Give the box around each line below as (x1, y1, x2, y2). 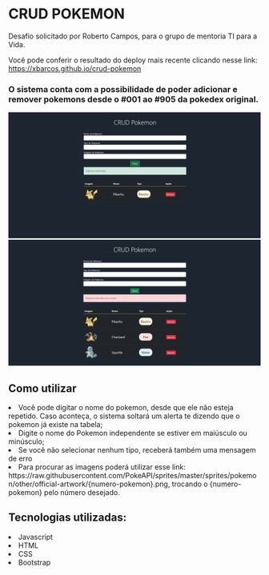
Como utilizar (8, 381, 78, 395)
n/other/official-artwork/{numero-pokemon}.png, (8, 479, 171, 489)
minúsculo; (8, 437, 45, 446)
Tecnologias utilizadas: (8, 511, 126, 525)
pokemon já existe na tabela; (8, 420, 103, 429)
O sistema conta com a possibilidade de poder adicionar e (8, 83, 238, 94)
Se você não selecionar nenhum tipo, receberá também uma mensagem (18, 445, 256, 455)
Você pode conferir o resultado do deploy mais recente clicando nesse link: (8, 55, 258, 65)
